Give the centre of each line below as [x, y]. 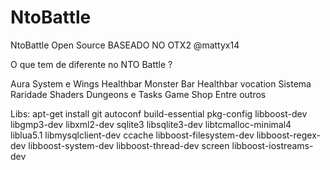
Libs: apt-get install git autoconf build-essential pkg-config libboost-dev [159, 113]
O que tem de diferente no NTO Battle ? [91, 64]
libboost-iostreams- [272, 145]
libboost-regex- [288, 135]
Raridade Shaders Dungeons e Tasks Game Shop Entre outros [138, 94]
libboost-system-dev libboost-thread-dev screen [129, 145]
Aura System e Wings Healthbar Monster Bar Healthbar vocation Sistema [161, 83]
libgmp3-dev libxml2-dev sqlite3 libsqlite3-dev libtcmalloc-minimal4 [151, 124]
